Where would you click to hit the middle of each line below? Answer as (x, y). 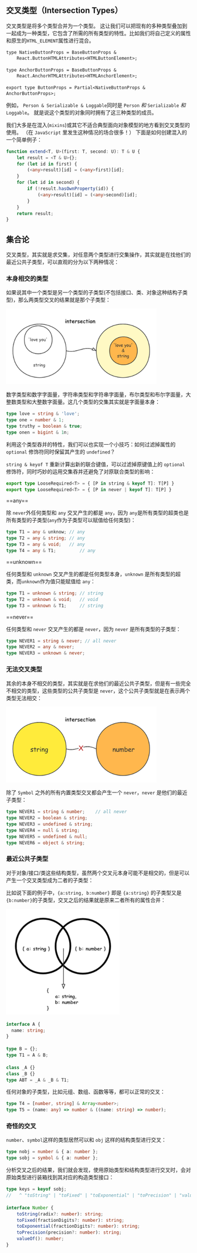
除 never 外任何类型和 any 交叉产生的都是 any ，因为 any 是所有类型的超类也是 (97, 513)
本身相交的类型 (27, 279)
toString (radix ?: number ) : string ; (60, 1214)
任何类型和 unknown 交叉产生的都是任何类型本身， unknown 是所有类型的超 (94, 574)
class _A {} (21, 1067)
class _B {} (21, 1074)
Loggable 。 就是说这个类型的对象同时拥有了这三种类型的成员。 (81, 112)
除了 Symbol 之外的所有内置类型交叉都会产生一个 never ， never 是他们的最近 (97, 792)
